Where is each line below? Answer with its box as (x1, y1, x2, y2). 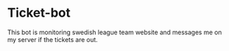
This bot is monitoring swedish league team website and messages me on (7, 28, 222, 36)
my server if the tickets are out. (7, 35, 98, 43)
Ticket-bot (7, 5, 71, 21)
